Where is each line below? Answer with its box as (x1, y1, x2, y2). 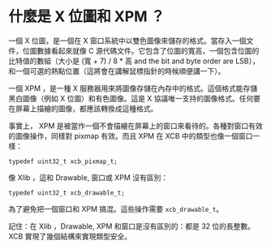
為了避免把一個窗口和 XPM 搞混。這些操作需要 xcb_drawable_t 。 (8, 204, 224, 213)
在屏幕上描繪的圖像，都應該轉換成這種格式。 (8, 103, 158, 114)
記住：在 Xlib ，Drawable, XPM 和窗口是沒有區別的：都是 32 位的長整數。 (8, 221, 256, 231)
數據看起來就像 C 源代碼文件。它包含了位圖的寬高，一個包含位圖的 (36, 45, 260, 55)
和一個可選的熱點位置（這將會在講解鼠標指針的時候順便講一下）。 (8, 66, 226, 75)
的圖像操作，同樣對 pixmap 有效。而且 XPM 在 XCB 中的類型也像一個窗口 (8, 131, 253, 140)
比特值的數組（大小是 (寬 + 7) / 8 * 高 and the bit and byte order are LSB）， (8, 56, 260, 66)
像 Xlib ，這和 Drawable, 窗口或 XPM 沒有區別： (8, 172, 169, 182)
